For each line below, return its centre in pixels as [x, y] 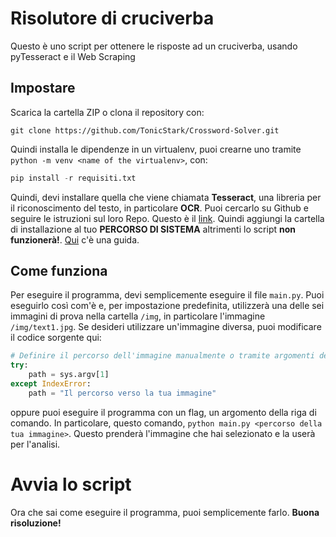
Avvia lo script [71, 484]
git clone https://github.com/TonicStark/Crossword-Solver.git [145, 130]
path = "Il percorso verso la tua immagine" [122, 393]
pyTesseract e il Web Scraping [73, 56]
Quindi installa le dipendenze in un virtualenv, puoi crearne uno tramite [156, 149]
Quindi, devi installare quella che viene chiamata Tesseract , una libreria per [166, 197]
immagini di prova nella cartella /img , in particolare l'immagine [138, 316]
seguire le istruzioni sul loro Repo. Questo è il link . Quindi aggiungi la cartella [167, 218]
